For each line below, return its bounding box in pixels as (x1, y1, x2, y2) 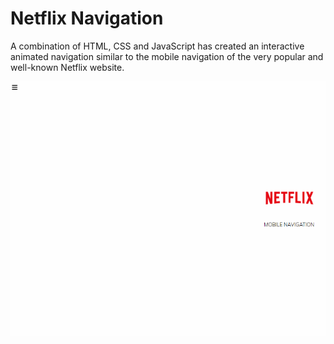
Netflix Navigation (10, 7, 164, 30)
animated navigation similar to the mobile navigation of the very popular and (10, 50, 324, 62)
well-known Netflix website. (10, 61, 125, 73)
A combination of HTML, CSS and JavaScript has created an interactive (10, 40, 305, 52)
